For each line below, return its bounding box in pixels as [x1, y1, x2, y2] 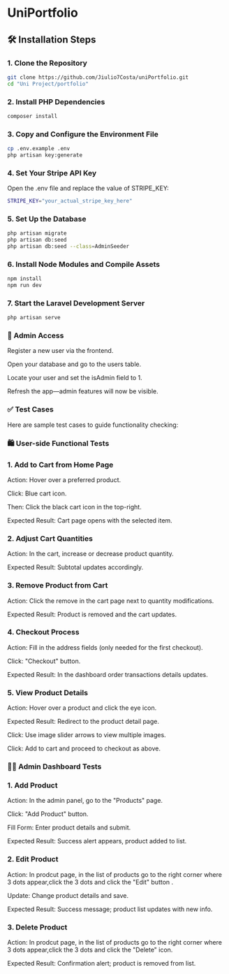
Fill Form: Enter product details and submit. [7, 823, 131, 832]
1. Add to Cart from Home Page [7, 460, 114, 470]
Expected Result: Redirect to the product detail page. [7, 718, 159, 726]
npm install [7, 275, 42, 282]
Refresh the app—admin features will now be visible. [7, 387, 158, 395]
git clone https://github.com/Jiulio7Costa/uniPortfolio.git [7, 73, 189, 81]
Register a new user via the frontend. [7, 347, 114, 355]
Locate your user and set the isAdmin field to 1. [7, 374, 143, 382]
